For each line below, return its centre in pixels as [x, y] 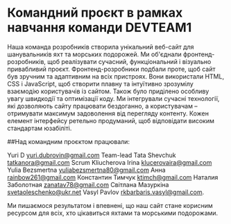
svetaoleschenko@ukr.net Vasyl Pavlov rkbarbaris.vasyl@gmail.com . [106, 192]
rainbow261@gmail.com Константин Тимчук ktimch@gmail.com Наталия [113, 177]
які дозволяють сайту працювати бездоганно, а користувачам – [102, 106]
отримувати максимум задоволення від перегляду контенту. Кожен [108, 113]
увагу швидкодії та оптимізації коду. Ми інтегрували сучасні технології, [113, 98]
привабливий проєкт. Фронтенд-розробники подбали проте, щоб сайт [111, 69]
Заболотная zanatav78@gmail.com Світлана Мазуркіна [88, 184]
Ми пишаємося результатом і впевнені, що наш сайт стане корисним [110, 205]
